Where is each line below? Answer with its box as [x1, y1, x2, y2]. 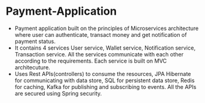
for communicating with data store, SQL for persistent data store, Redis [14, 77, 195, 84]
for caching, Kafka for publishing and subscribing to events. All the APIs [14, 83, 197, 90]
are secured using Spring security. [14, 90, 102, 97]
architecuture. [14, 63, 50, 71]
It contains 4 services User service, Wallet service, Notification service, [14, 44, 196, 51]
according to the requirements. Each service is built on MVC [14, 57, 167, 64]
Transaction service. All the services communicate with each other [14, 50, 184, 58]
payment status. [14, 37, 56, 45]
